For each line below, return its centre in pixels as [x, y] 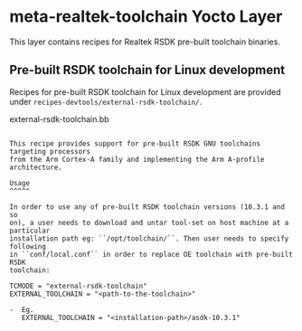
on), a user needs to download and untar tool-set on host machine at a [149, 222]
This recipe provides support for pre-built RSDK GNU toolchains [135, 143]
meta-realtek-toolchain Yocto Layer [146, 17]
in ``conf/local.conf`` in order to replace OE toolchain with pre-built [151, 254]
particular [30, 231]
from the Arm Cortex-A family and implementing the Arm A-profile [137, 159]
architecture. [36, 167]
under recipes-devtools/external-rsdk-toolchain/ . [106, 101]
